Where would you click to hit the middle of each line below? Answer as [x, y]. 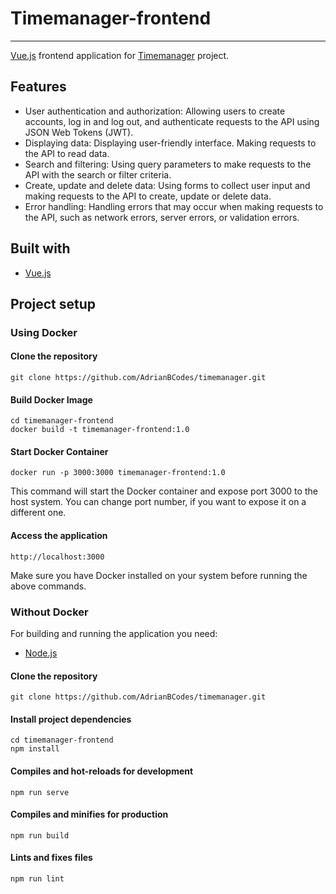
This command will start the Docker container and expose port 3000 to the [164, 491]
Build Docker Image [51, 399]
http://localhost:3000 [57, 557]
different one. [38, 513]
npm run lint [37, 879]
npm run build [40, 835]
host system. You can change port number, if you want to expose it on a [158, 502]
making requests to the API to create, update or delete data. [148, 196]
